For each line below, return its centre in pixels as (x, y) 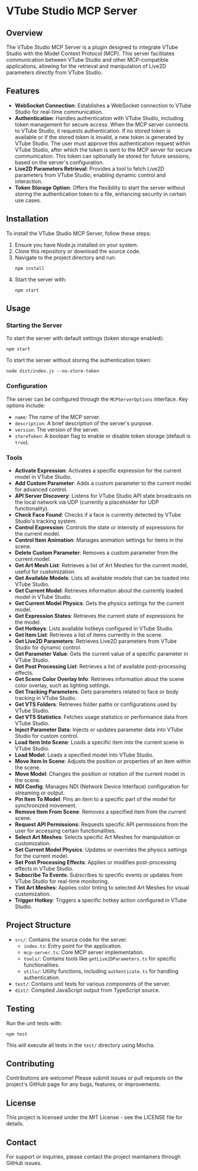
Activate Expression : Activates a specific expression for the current (98, 470)
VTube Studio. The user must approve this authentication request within (103, 143)
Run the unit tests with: (34, 1023)
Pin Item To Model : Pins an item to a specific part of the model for (95, 799)
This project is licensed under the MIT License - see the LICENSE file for (94, 1117)
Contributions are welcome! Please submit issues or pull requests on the (95, 1078)
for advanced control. (41, 489)
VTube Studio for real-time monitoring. (62, 881)
